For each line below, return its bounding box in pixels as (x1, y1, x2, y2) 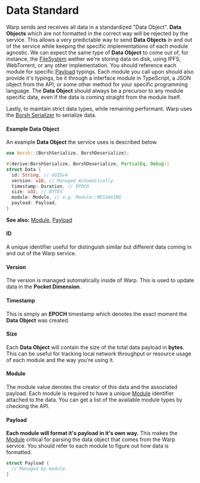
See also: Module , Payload (6, 216, 73, 224)
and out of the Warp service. (6, 250, 76, 257)
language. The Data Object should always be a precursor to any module (6, 87, 184, 94)
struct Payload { (6, 460, 50, 466)
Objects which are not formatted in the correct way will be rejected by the (6, 29, 189, 37)
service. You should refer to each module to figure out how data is (6, 442, 169, 449)
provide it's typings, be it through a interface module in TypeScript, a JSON (6, 74, 191, 81)
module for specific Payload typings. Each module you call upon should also (6, 68, 194, 75)
